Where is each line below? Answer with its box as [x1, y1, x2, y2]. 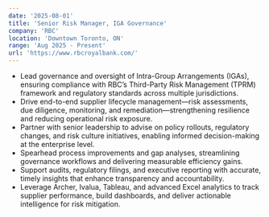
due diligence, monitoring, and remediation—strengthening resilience [19, 105, 250, 115]
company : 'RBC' [8, 27, 60, 35]
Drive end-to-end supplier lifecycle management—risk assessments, [19, 97, 248, 106]
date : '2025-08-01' [8, 11, 74, 20]
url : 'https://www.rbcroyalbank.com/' [8, 49, 139, 57]
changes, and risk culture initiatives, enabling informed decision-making [19, 131, 260, 141]
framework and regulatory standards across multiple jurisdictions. [19, 88, 239, 97]
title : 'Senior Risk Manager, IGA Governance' [8, 19, 168, 27]
